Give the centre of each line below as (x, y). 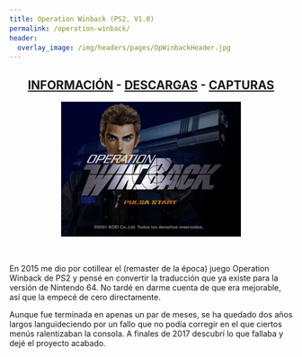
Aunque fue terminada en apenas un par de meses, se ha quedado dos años (151, 315)
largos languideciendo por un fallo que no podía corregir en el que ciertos (146, 325)
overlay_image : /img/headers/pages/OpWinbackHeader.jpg (124, 48)
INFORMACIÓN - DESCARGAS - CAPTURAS (151, 85)
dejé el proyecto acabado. (58, 344)
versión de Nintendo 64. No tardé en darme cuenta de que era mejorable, (145, 288)
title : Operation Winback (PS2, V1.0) (82, 19)
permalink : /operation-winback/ (70, 28)
